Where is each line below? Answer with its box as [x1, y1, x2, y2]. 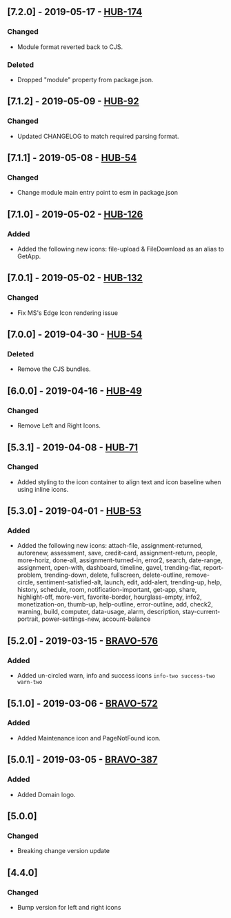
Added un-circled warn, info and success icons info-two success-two [17, 671, 216, 680]
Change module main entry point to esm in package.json [17, 189, 178, 197]
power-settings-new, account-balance [41, 615, 151, 623]
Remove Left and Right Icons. [17, 421, 101, 430]
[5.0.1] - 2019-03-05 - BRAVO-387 [7, 754, 158, 766]
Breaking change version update [17, 847, 110, 855]
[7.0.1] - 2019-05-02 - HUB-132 [7, 272, 143, 284]
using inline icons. [17, 485, 69, 493]
